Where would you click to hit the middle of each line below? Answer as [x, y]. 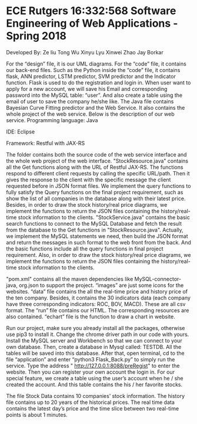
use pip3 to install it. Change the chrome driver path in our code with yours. [98, 334]
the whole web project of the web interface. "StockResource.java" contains [97, 161]
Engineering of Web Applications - [92, 23]
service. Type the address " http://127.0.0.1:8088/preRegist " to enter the [93, 366]
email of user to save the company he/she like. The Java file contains [90, 101]
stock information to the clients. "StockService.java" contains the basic [104, 217]
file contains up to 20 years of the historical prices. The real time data [91, 402]
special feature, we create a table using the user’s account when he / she [95, 378]
